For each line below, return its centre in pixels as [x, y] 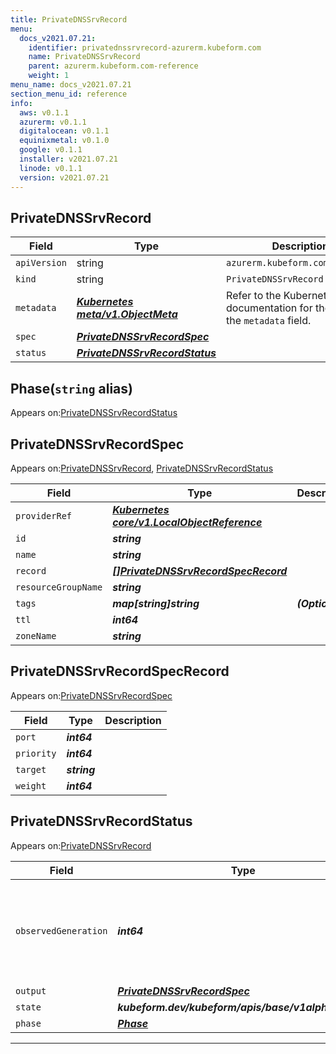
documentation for [269, 308]
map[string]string [156, 603]
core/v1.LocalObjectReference [187, 522]
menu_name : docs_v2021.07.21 [71, 85]
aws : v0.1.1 [44, 112]
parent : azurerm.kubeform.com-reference [113, 66]
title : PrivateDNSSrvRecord [69, 19]
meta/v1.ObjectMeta [127, 314]
